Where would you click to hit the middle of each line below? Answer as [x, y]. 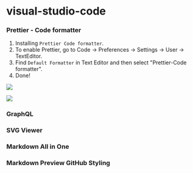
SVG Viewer [24, 131]
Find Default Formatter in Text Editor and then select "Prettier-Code [101, 63]
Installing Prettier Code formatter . [59, 43]
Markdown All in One [38, 147]
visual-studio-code [56, 11]
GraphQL [20, 114]
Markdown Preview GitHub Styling [58, 163]
